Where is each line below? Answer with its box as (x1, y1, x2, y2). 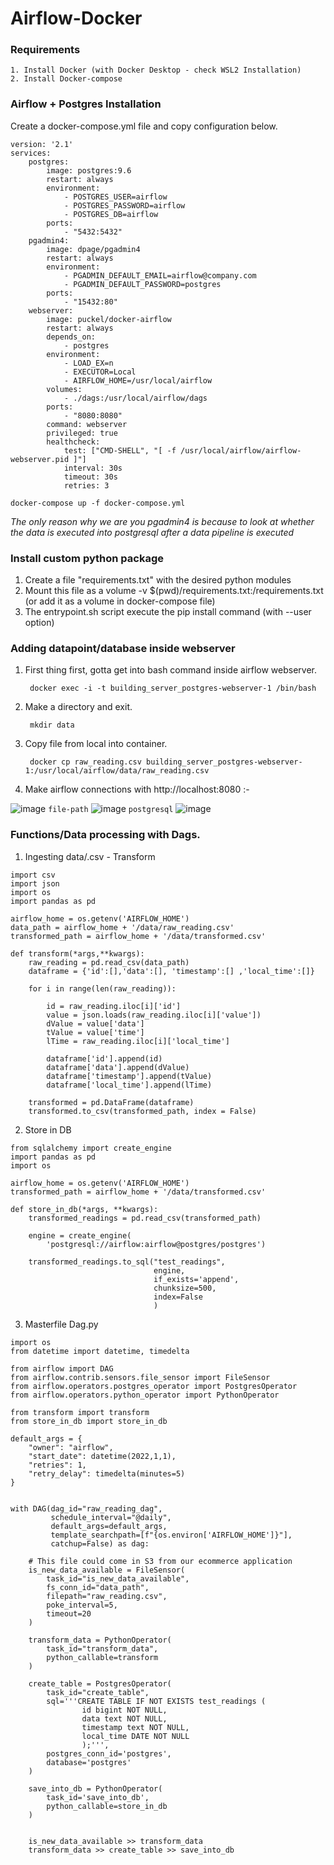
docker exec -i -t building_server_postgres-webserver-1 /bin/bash (29, 683, 317, 694)
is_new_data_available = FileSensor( (28, 1565, 186, 1575)
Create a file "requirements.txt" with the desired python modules (24, 574, 292, 586)
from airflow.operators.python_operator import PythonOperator (10, 1390, 280, 1400)
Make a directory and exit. (24, 701, 133, 713)
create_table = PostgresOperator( (28, 1678, 172, 1689)
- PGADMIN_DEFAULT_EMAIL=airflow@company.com (63, 270, 257, 281)
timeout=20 (46, 1608, 92, 1619)
